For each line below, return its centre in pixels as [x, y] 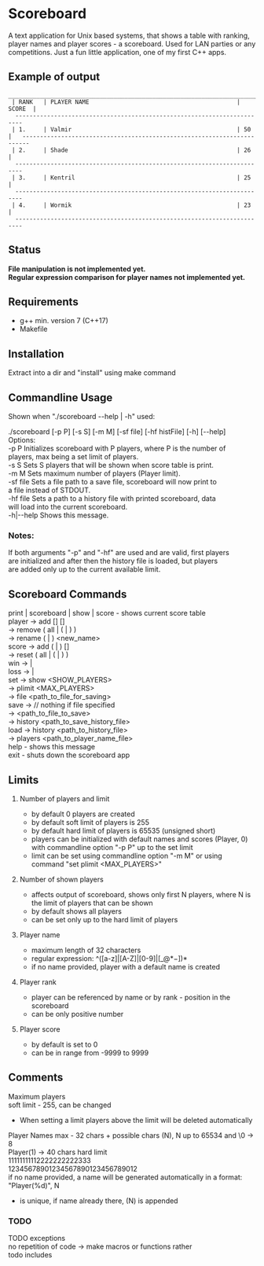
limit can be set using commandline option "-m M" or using [126, 856]
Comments [36, 1078]
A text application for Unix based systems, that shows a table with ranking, [129, 35]
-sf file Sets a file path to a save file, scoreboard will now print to [113, 482]
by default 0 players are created [83, 814]
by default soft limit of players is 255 [90, 822]
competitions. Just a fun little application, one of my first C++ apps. [117, 52]
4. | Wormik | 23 [135, 205]
